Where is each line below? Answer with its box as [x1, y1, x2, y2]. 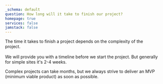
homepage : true [5, 16, 36, 21]
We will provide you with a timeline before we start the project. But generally [5, 54, 158, 60]
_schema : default [5, 7, 40, 12]
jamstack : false [5, 25, 38, 30]
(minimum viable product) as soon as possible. [5, 74, 99, 80]
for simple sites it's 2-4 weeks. [5, 59, 67, 65]
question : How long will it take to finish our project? [5, 12, 123, 17]
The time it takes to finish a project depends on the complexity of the [5, 38, 144, 44]
